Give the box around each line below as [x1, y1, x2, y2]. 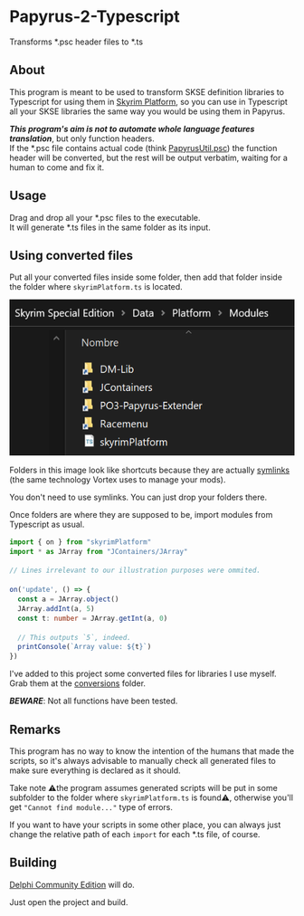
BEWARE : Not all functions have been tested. [9, 695, 178, 707]
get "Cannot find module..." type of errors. [9, 802, 174, 813]
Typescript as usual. [9, 519, 85, 530]
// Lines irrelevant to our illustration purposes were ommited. [9, 566, 261, 576]
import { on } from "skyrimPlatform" [9, 537, 152, 547]
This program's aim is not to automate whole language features [9, 123, 255, 134]
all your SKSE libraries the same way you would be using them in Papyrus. [9, 106, 286, 117]
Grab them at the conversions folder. [9, 678, 147, 689]
